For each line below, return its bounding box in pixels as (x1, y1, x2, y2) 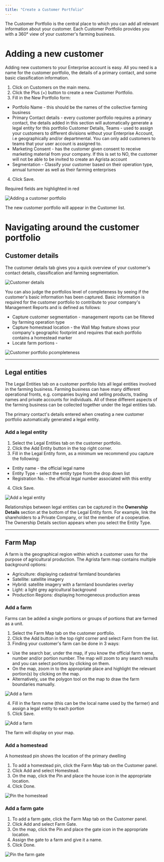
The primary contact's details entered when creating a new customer (5, 411, 144, 417)
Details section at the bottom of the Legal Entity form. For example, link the (5, 509, 156, 515)
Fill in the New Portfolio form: (12, 95, 71, 100)
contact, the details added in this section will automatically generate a (12, 120, 153, 125)
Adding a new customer (5, 48, 104, 59)
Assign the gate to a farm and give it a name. (12, 837, 102, 843)
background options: (5, 562, 47, 568)
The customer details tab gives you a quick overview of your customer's (5, 264, 150, 270)
